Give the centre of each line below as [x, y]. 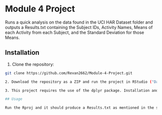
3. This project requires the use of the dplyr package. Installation [77, 90]
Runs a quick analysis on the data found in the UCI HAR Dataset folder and [79, 22]
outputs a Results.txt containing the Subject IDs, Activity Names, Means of [79, 27]
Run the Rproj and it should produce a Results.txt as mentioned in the [80, 108]
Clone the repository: [33, 64]
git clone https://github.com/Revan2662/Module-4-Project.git [69, 73]
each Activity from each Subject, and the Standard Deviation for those [75, 32]
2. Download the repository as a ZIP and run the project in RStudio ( [78, 82]
